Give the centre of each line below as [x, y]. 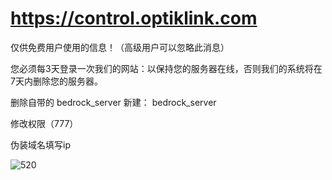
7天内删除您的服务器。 [56, 81]
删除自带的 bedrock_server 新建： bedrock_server [113, 102]
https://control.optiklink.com [134, 18]
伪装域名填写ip [40, 144]
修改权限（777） [44, 123]
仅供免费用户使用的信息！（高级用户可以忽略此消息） [120, 47]
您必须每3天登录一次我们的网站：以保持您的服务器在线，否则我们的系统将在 [166, 68]
